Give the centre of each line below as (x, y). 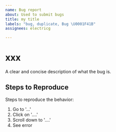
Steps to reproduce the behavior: (40, 99)
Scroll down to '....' (32, 120)
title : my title (22, 19)
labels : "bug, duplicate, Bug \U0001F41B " (50, 24)
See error (22, 125)
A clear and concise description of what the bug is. (58, 72)
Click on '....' (25, 114)
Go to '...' (22, 109)
